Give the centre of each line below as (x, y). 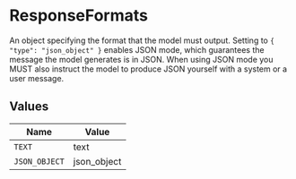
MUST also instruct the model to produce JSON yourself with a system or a (148, 69)
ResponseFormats (78, 16)
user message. (37, 78)
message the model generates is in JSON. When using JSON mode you (141, 59)
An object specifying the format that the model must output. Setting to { (142, 40)
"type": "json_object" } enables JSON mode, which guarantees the (137, 49)
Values (29, 107)
